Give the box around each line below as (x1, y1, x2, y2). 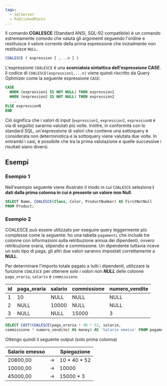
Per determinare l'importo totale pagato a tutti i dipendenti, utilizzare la (5, 263, 150, 269)
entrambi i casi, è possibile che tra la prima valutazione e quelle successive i (5, 138, 162, 144)
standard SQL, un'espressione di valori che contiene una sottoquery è (5, 128, 149, 133)
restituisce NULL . (5, 46, 38, 52)
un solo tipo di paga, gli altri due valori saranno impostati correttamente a (5, 248, 155, 254)
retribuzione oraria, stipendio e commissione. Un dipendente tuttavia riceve (5, 243, 160, 249)
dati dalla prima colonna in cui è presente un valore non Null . (5, 190, 133, 196)
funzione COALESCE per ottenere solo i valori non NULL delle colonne (5, 268, 144, 274)
